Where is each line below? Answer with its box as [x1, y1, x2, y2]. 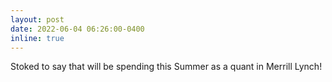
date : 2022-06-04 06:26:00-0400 [10, 24, 145, 34]
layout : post [10, 14, 65, 25]
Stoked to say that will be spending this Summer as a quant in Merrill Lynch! [10, 61, 323, 73]
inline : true [10, 33, 65, 43]
